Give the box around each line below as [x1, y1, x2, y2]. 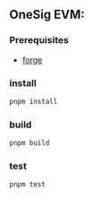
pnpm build [9, 139, 50, 148]
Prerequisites [9, 34, 69, 47]
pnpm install [9, 97, 58, 106]
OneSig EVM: [9, 7, 85, 22]
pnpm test [9, 180, 46, 189]
